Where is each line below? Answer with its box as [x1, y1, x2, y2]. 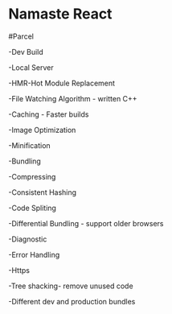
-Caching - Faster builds [8, 109, 89, 119]
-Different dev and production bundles [8, 296, 136, 306]
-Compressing [8, 171, 56, 181]
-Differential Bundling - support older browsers [8, 218, 164, 228]
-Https [8, 265, 31, 275]
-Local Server [8, 62, 54, 72]
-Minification [8, 140, 51, 150]
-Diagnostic [8, 234, 47, 244]
